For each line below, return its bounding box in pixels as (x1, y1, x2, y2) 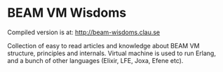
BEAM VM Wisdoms (7, 5, 127, 21)
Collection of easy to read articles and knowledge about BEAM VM (7, 41, 200, 50)
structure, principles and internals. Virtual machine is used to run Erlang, (7, 49, 216, 57)
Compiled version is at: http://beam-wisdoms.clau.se (7, 28, 161, 36)
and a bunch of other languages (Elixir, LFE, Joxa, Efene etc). (7, 56, 184, 64)
